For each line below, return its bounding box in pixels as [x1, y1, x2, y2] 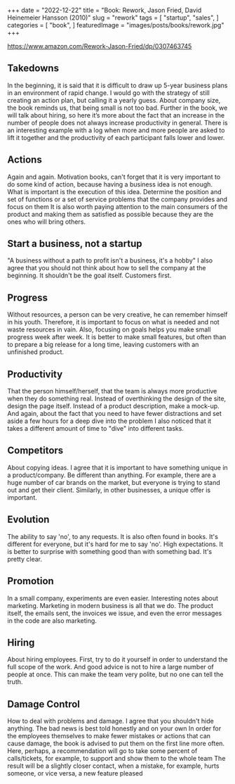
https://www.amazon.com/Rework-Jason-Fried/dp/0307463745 [7, 42, 192, 50]
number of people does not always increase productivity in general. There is [7, 118, 228, 127]
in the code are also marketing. [7, 616, 97, 625]
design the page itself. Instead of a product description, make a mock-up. [7, 402, 220, 410]
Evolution [7, 514, 50, 526]
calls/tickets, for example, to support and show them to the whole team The [7, 754, 226, 763]
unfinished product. [7, 348, 65, 356]
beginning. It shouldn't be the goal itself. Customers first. [7, 271, 172, 280]
